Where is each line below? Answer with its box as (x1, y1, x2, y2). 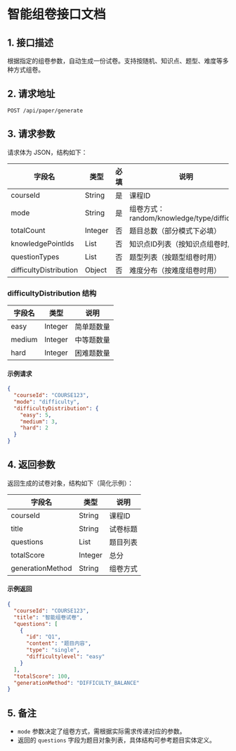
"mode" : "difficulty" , (13, 398, 80, 405)
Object (84, 265, 107, 274)
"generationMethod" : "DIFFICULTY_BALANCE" (13, 679, 140, 686)
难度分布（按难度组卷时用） (129, 265, 221, 275)
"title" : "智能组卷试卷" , (13, 614, 83, 621)
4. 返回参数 (7, 459, 55, 471)
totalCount (11, 225, 46, 235)
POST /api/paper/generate (7, 107, 83, 114)
